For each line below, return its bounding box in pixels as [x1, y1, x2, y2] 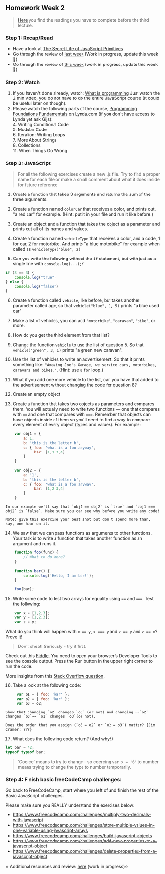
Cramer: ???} [5, 727, 32, 732]
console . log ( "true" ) [14, 275, 56, 280]
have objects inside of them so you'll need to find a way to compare [12, 417, 150, 422]
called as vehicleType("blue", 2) [12, 246, 81, 252]
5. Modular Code [12, 127, 47, 132]
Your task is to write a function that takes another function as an [12, 535, 143, 541]
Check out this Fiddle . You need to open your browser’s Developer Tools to [5, 652, 158, 659]
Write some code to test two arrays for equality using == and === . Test [12, 596, 154, 602]
